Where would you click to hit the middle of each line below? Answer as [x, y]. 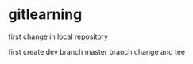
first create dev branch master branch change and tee [96, 51]
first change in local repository [58, 36]
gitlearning [45, 15]
